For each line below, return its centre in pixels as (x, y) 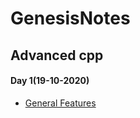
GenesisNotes (70, 18)
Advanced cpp (57, 55)
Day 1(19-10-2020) (50, 81)
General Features (60, 103)
